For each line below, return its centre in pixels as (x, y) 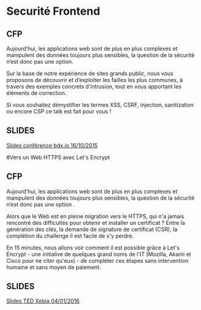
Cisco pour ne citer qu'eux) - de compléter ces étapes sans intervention (97, 260)
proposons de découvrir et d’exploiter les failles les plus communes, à (95, 80)
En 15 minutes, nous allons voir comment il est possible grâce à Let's (93, 248)
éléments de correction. (36, 93)
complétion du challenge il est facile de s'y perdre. (70, 236)
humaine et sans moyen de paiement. (54, 267)
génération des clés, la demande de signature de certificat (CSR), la (92, 229)
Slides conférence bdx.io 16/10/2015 (52, 145)
